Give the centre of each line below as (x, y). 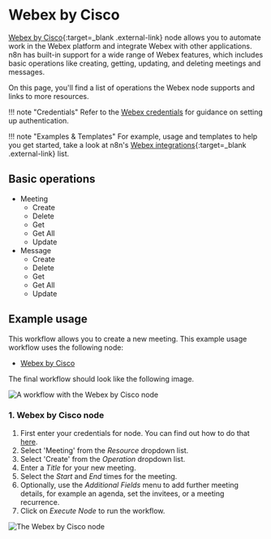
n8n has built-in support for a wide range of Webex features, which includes (136, 54)
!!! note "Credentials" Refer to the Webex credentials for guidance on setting (136, 112)
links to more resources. (49, 96)
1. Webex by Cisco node (56, 416)
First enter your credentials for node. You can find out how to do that (135, 433)
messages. (27, 71)
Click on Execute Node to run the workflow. (92, 511)
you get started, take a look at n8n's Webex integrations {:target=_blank (127, 144)
